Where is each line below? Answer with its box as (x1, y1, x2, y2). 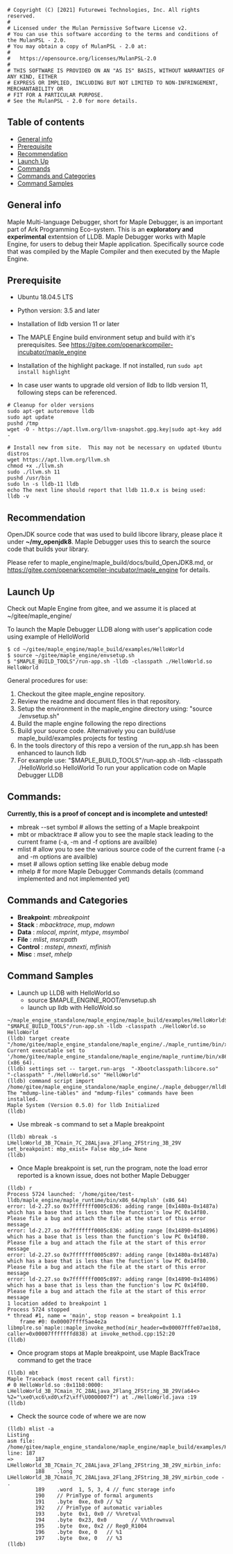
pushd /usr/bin (7, 475, 51, 482)
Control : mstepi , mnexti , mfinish (17, 943, 111, 951)
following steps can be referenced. (17, 389, 117, 397)
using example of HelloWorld (7, 632, 90, 641)
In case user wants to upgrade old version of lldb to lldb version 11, (17, 381, 208, 389)
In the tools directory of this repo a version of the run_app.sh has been (17, 741, 219, 750)
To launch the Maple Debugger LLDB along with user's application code (7, 625, 213, 634)
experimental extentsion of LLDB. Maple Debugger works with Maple (7, 233, 206, 241)
